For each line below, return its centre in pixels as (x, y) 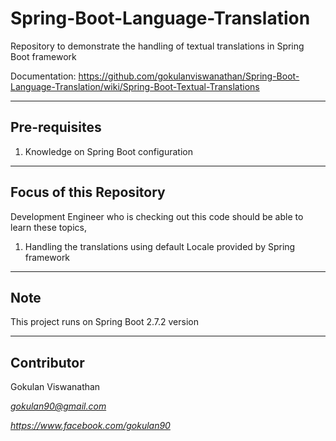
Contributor (47, 362)
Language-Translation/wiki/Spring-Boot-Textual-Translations (135, 86)
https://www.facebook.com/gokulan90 (90, 426)
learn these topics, (48, 227)
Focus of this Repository (88, 192)
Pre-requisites (56, 127)
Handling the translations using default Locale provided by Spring (160, 246)
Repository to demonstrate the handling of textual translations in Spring (157, 46)
